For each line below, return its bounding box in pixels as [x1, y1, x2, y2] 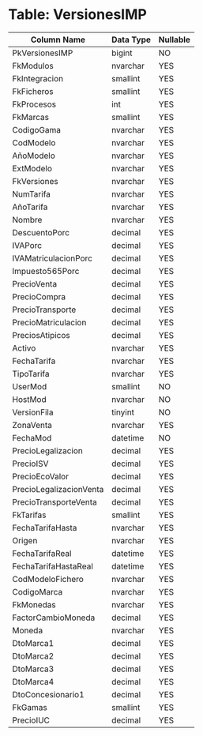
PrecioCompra [12, 291, 66, 302]
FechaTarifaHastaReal [12, 561, 93, 572]
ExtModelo [12, 163, 53, 174]
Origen [12, 535, 38, 546]
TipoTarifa [12, 368, 50, 379]
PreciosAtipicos [12, 329, 71, 340]
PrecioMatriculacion [12, 317, 87, 328]
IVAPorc [12, 239, 42, 250]
